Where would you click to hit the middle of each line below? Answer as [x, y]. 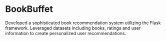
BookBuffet [29, 9]
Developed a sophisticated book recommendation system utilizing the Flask [83, 23]
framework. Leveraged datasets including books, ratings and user [73, 28]
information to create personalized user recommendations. [66, 33]
